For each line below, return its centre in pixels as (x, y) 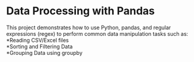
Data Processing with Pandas (81, 11)
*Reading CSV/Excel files (37, 40)
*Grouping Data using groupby (44, 52)
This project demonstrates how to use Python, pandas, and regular (89, 27)
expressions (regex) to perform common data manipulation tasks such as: (97, 33)
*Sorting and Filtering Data (40, 46)
